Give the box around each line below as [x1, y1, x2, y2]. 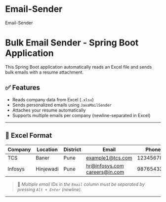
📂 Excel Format [5, 131, 52, 140]
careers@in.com [85, 168, 124, 175]
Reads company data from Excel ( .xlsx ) [12, 96, 94, 102]
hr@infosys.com [85, 162, 124, 169]
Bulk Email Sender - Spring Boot [5, 37, 139, 48]
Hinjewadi [36, 165, 59, 172]
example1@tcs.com [85, 154, 132, 161]
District [63, 146, 82, 153]
